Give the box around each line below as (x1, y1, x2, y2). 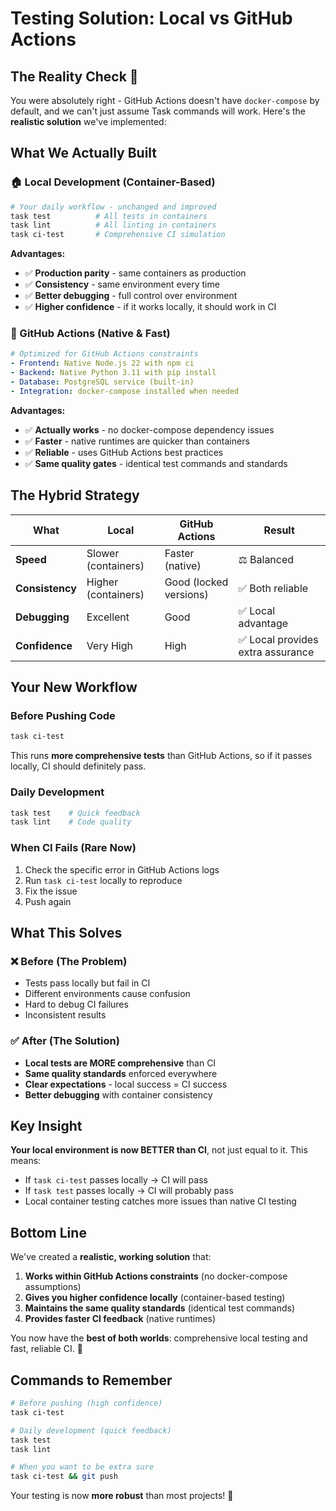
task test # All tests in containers (10, 211, 208, 221)
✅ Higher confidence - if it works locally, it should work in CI (24, 301, 277, 313)
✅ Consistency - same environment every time (24, 278, 220, 291)
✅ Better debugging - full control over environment (24, 290, 238, 302)
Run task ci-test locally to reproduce (24, 874, 183, 886)
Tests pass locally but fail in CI (24, 977, 151, 989)
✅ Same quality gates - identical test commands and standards (24, 457, 288, 469)
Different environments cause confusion (24, 988, 191, 1000)
